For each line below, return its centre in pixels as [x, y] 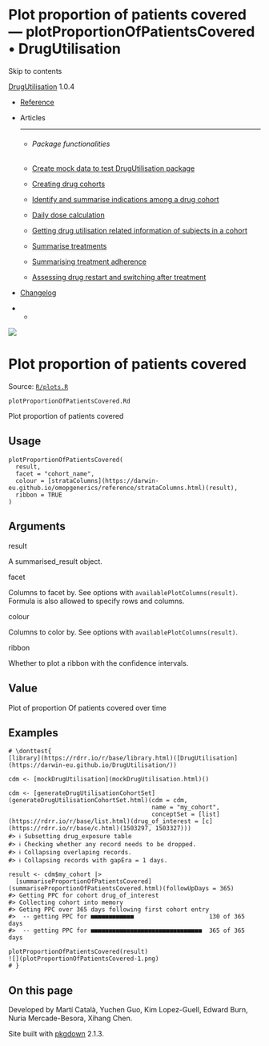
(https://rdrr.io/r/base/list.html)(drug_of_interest [100, 821]
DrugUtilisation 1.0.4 [42, 87]
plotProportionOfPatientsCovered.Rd [69, 401]
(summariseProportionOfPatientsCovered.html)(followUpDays [109, 889]
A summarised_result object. [55, 561]
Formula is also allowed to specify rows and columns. [96, 601]
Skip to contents [35, 71]
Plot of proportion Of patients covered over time [87, 707]
